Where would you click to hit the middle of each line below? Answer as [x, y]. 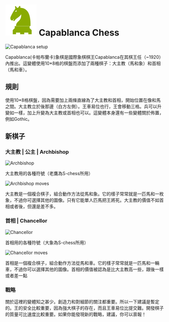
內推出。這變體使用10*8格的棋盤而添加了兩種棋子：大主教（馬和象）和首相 [83, 63]
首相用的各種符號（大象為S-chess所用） [47, 243]
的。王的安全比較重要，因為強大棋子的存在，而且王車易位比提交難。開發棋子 [84, 308]
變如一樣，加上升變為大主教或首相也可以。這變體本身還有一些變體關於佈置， [84, 113]
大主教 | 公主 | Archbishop [37, 152]
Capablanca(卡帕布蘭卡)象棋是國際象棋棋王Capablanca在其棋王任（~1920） [84, 57]
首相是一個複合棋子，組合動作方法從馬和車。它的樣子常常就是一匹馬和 [78, 263]
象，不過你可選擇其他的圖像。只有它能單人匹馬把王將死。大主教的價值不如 [82, 200]
